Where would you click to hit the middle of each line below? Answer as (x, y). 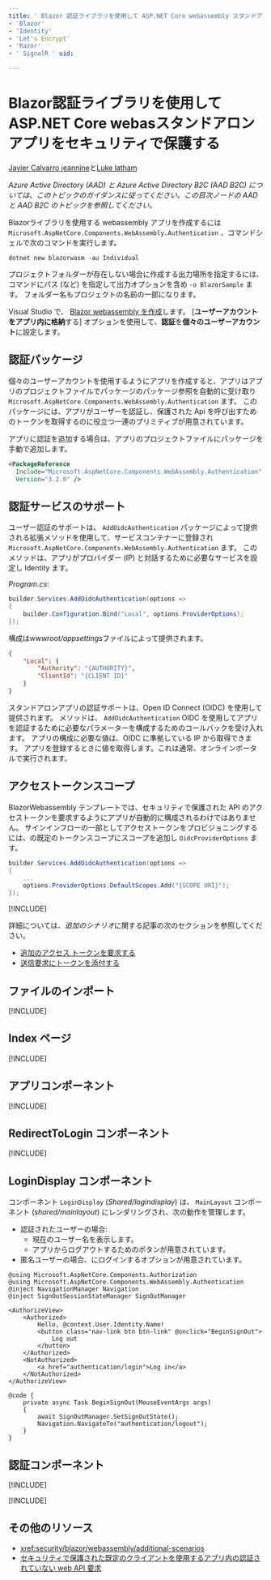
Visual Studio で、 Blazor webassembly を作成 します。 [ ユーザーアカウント (133, 311)
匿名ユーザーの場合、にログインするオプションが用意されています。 (133, 1260)
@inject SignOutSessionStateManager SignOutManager (97, 1296)
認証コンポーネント (56, 1465)
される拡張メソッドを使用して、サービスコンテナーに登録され (111, 538)
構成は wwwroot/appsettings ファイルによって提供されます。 (108, 638)
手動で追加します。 (40, 448)
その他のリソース (51, 1528)
